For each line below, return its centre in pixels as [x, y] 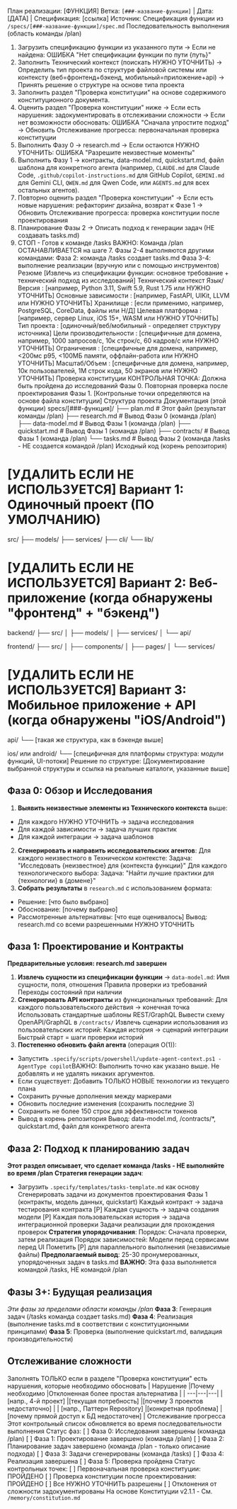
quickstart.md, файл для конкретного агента [84, 1127]
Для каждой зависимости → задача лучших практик [97, 829]
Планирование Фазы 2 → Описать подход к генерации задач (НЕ [116, 228]
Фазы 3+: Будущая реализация [80, 1292]
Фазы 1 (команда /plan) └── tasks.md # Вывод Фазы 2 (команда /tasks [124, 438]
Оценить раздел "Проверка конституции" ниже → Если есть [109, 107]
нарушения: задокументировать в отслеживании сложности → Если [121, 115]
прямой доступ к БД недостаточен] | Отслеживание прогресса [130, 1416]
